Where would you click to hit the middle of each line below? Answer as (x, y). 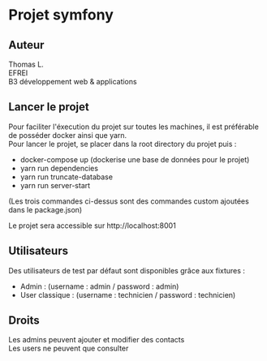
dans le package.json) (45, 209)
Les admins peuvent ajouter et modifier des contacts (97, 340)
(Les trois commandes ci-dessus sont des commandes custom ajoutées (129, 201)
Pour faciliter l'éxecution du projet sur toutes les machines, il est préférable (134, 127)
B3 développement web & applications (73, 82)
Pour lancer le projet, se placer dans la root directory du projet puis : (123, 144)
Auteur (26, 45)
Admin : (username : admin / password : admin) (99, 286)
